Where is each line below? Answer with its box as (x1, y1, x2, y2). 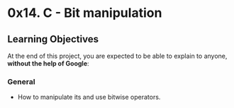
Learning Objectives (7, 33, 99, 45)
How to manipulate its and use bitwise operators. (17, 93, 161, 102)
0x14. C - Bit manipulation (7, 5, 162, 21)
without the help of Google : (7, 59, 90, 68)
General (7, 76, 35, 86)
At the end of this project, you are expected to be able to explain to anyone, (7, 52, 228, 60)
